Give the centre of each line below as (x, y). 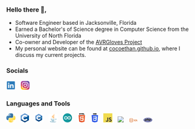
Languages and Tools (38, 104)
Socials (17, 71)
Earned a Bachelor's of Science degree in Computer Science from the (102, 29)
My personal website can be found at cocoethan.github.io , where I (97, 48)
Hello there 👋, (27, 10)
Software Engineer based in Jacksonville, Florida (76, 23)
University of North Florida (48, 36)
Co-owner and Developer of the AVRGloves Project (78, 42)
